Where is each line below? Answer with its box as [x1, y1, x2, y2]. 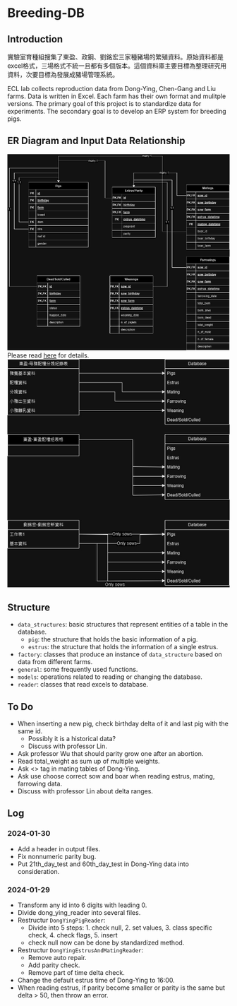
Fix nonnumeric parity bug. [17, 852, 97, 860]
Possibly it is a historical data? [28, 735, 116, 742]
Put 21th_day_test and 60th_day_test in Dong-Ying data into [17, 860, 189, 868]
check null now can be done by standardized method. [28, 938, 185, 947]
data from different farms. [17, 658, 93, 666]
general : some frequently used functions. [17, 665, 138, 674]
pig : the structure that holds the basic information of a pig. [28, 635, 198, 644]
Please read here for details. [7, 351, 90, 360]
